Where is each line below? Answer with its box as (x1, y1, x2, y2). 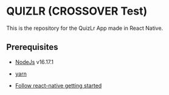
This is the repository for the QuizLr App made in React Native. (6, 24, 164, 32)
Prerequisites (6, 42, 58, 52)
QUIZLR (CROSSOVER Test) (6, 4, 148, 18)
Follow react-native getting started (15, 82, 102, 89)
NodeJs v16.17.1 (15, 58, 53, 65)
